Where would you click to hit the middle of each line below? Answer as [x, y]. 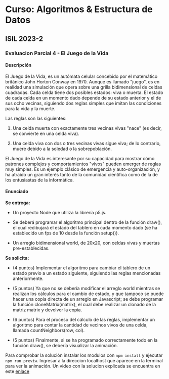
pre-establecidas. [31, 248]
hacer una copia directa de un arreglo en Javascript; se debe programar [88, 299]
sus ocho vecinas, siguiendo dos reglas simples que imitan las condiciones [83, 103]
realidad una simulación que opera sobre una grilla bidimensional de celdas [84, 87]
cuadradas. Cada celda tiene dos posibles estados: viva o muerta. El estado [84, 92]
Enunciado [17, 192]
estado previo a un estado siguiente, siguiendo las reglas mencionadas [87, 273]
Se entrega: [18, 203]
